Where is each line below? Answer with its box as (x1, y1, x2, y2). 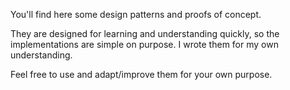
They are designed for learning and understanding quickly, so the (10, 28, 280, 39)
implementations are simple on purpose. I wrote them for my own (10, 39, 279, 50)
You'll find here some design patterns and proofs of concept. (10, 9, 262, 20)
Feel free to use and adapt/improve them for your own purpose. (10, 69, 273, 80)
